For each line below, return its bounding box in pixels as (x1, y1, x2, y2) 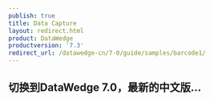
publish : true (8, 11, 56, 20)
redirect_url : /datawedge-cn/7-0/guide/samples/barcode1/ (8, 49, 206, 57)
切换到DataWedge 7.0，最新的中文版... (8, 81, 202, 95)
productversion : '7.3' (8, 42, 84, 50)
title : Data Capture (8, 19, 78, 27)
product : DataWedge (8, 34, 74, 43)
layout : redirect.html (8, 27, 84, 35)
